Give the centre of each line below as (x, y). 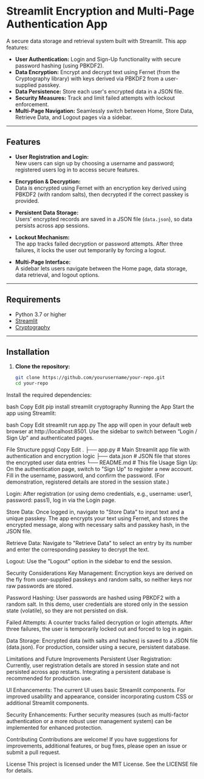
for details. (20, 770)
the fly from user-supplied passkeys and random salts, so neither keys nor (99, 580)
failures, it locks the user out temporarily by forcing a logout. (91, 250)
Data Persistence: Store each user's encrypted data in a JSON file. (99, 91)
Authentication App (57, 24)
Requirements (33, 300)
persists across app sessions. (52, 225)
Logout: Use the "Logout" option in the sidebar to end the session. (89, 561)
